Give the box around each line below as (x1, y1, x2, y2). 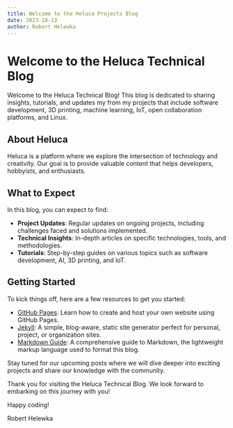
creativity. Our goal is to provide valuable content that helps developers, (7, 160, 214, 168)
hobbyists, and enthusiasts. (7, 167, 86, 175)
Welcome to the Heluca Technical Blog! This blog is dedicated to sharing (7, 91, 216, 100)
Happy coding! (7, 400, 50, 408)
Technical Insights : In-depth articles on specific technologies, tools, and (17, 234, 227, 242)
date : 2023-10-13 (7, 17, 58, 24)
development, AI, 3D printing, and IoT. (17, 256, 127, 264)
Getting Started (7, 276, 76, 288)
